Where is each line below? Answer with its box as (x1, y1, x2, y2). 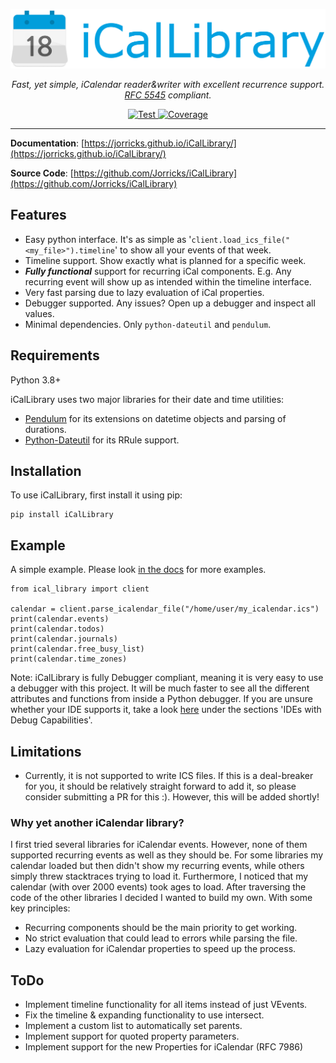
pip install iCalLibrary (10, 510, 114, 520)
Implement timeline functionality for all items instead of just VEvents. (24, 999, 308, 1011)
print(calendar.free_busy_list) (10, 644, 145, 654)
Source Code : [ (10, 167, 74, 179)
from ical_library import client (10, 584, 150, 594)
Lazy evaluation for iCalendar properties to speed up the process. (24, 943, 297, 955)
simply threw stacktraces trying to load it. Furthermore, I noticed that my (10, 870, 309, 883)
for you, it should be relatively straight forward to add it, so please (24, 780, 297, 793)
